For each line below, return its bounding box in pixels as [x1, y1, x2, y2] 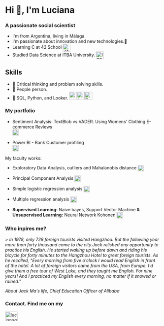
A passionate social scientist [5, 22, 75, 29]
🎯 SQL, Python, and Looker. [12, 95, 68, 101]
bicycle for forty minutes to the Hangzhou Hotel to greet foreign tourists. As [5, 252, 159, 258]
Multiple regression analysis [12, 196, 69, 202]
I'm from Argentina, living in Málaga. [12, 33, 86, 39]
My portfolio [5, 107, 35, 114]
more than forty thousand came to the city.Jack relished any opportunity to [5, 241, 159, 248]
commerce [12, 124, 34, 130]
